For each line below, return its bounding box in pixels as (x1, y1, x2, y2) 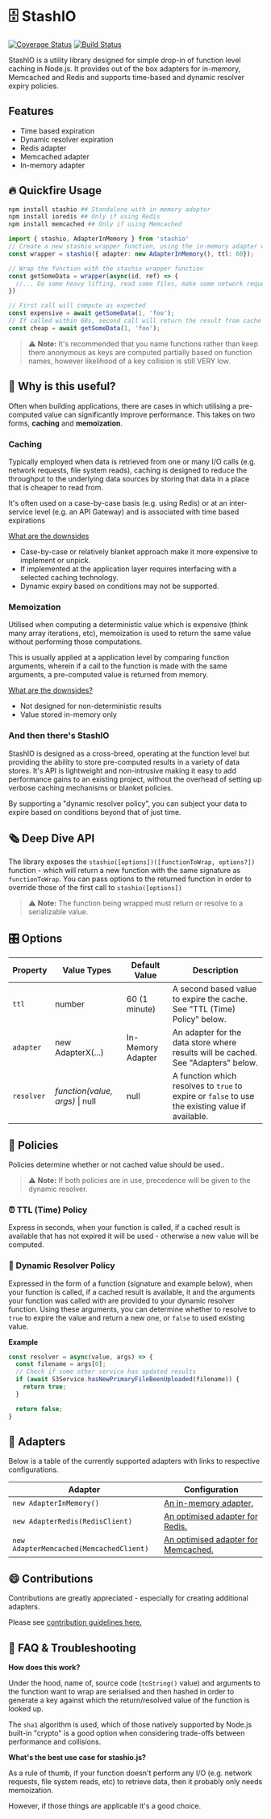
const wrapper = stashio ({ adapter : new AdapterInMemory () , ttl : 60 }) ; (8, 249, 254, 258)
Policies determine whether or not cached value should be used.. (8, 1160, 225, 1169)
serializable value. (27, 907, 89, 917)
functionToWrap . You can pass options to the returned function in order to (8, 874, 252, 884)
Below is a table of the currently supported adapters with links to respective (8, 1456, 261, 1466)
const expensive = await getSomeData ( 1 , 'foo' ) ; (8, 309, 175, 317)
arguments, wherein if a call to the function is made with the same (8, 661, 227, 671)
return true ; (23, 1383, 67, 1391)
